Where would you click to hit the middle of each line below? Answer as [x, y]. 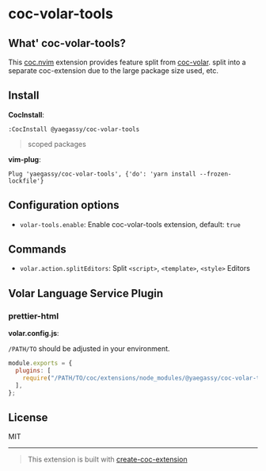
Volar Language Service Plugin [86, 293]
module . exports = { [40, 363]
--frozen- [215, 174]
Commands [38, 250]
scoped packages [57, 144]
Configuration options [64, 205]
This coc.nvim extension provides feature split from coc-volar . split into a [127, 62]
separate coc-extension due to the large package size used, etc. [114, 71]
